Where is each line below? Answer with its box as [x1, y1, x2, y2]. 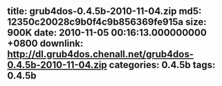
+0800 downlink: [7, 38, 84, 50]
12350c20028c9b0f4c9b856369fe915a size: [7, 17, 207, 28]
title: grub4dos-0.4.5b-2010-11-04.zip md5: [7, 6, 202, 17]
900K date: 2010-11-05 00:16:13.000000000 [7, 27, 207, 39]
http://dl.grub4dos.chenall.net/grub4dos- [7, 48, 194, 61]
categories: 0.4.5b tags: [109, 59, 216, 71]
